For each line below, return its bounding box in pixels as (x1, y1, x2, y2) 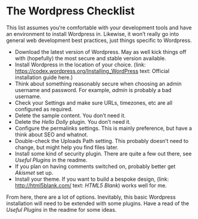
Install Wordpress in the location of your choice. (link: (14, 61, 146, 68)
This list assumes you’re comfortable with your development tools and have (6, 24, 192, 31)
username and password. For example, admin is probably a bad (14, 86, 172, 93)
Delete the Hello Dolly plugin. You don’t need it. (14, 118, 131, 125)
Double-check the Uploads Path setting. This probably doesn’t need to (14, 137, 189, 144)
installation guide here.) (14, 74, 73, 81)
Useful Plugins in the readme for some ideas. (6, 206, 117, 213)
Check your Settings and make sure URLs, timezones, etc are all (14, 99, 173, 106)
